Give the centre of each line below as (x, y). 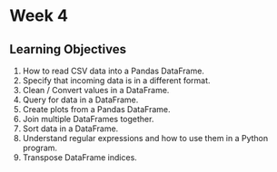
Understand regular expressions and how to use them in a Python (145, 138)
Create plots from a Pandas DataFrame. (96, 109)
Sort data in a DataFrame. (70, 129)
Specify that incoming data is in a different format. (116, 81)
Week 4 (39, 16)
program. (40, 148)
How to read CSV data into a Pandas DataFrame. (113, 71)
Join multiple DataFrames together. (88, 119)
